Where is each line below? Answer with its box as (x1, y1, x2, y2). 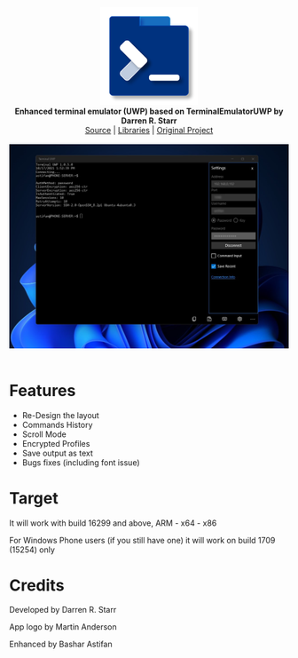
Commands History (21, 419, 93, 430)
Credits (9, 575, 65, 595)
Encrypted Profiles (21, 438, 90, 448)
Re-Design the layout (21, 409, 99, 420)
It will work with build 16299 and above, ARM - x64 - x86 (9, 518, 217, 528)
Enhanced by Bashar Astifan (9, 638, 113, 650)
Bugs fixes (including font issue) (21, 456, 140, 468)
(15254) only (9, 544, 56, 555)
